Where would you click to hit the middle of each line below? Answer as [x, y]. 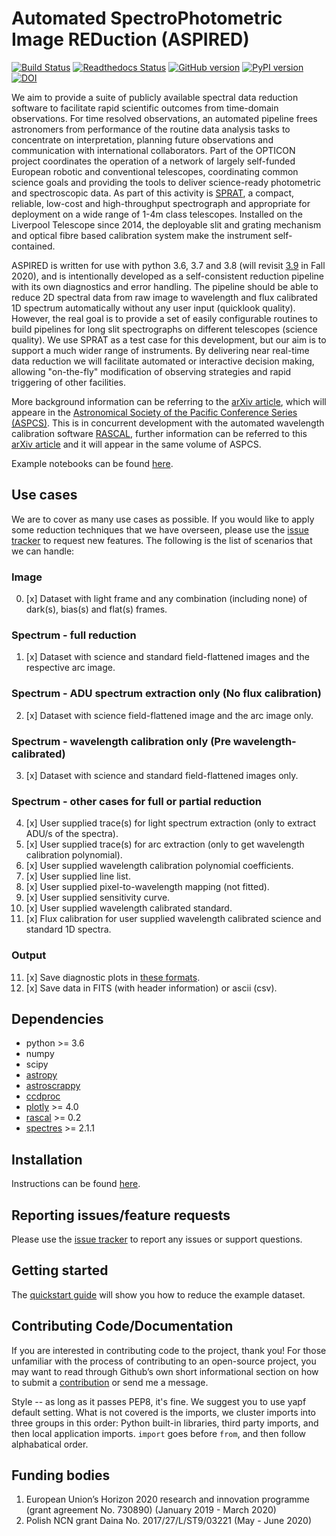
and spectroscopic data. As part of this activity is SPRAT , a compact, [153, 193]
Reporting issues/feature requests [121, 1215]
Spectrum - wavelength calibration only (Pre [121, 741]
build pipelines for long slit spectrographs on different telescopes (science [164, 329]
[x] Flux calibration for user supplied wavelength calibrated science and [173, 919]
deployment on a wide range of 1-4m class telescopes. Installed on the [157, 214]
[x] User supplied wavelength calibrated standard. [129, 908]
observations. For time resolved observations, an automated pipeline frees [164, 118]
